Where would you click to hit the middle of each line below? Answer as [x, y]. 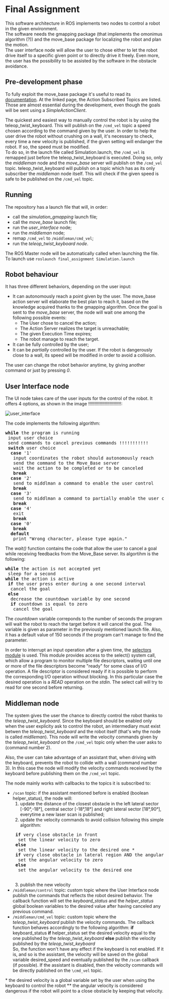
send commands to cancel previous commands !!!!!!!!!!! [78, 443]
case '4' [21, 509]
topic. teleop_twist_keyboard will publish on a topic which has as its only [80, 168]
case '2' [21, 478]
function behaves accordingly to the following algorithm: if [73, 927]
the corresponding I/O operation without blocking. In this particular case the [84, 677]
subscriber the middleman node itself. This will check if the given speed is [82, 173]
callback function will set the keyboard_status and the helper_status [83, 901]
